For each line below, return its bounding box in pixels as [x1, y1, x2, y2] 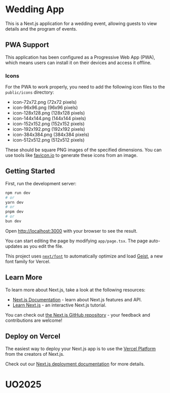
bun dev [5, 219, 22, 224]
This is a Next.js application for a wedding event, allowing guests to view [5, 20, 157, 26]
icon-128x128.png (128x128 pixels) [12, 110, 85, 116]
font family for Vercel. [5, 258, 51, 264]
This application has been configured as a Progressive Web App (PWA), [5, 54, 156, 60]
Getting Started [5, 167, 55, 176]
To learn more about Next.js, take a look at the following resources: [5, 287, 146, 293]
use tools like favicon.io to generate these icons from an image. [5, 152, 138, 158]
